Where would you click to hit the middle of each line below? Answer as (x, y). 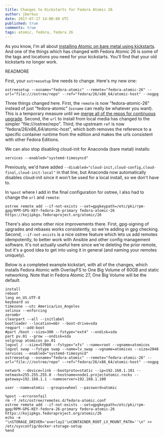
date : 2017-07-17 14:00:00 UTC (37, 19)
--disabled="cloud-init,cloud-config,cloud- (110, 167)
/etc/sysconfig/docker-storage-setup (44, 426)
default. (13, 280)
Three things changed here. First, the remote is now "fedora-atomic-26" (77, 103)
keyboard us (17, 302)
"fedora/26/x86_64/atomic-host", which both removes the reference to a (78, 129)
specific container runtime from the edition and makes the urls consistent (79, 134)
